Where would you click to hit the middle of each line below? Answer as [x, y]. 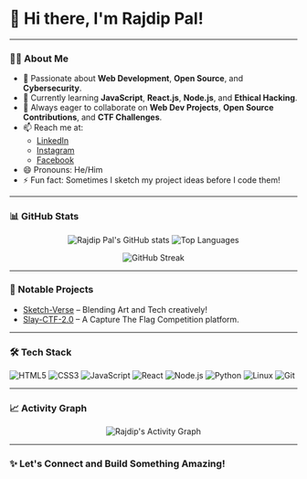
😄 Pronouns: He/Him [63, 170]
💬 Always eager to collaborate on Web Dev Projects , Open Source [148, 108]
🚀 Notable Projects [52, 290]
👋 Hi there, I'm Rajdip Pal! [106, 19]
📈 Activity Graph [48, 409]
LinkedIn [53, 141]
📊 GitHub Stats [44, 217]
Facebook [55, 160]
